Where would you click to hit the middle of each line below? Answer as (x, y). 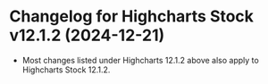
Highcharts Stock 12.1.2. (66, 70)
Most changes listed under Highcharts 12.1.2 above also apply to (140, 60)
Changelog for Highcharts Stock (132, 17)
